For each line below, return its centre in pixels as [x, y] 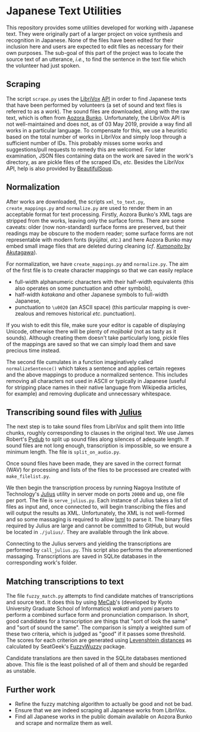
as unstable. [21, 671]
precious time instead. [33, 350]
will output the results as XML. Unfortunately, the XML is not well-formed [96, 513]
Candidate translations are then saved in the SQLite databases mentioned [96, 658]
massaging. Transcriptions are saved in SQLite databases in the [84, 557]
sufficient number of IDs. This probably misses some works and [85, 143]
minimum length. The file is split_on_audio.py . [63, 452]
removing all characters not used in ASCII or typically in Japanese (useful [96, 381]
